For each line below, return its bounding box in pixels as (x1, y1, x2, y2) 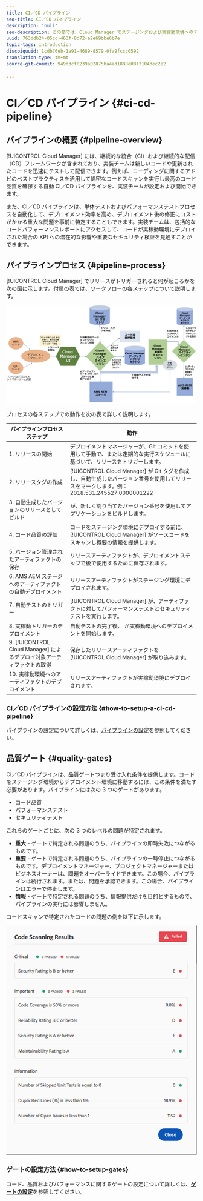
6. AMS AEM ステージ (8, 573, 63, 580)
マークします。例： (80, 482, 128, 490)
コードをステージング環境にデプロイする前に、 (69, 523, 186, 530)
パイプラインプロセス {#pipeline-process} (6, 260, 166, 270)
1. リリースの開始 (8, 450, 53, 457)
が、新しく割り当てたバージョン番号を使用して (69, 502, 186, 510)
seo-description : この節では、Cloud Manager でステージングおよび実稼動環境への (6, 29, 194, 35)
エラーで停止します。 (25, 885, 79, 892)
